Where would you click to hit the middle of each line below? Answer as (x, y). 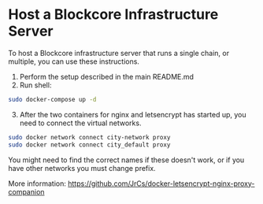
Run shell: (35, 85)
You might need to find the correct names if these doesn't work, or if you (126, 160)
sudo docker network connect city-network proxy (89, 137)
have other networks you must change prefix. (82, 168)
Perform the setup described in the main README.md (107, 76)
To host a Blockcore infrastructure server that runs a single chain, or (119, 53)
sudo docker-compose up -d (52, 99)
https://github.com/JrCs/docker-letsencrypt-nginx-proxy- (161, 184)
